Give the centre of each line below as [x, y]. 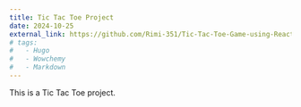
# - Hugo [30, 51]
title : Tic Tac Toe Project [62, 17]
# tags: [24, 42]
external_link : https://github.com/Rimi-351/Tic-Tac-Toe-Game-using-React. [154, 34]
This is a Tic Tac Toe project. [63, 92]
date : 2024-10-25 [42, 26]
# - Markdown [38, 68]
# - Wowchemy [38, 59]
